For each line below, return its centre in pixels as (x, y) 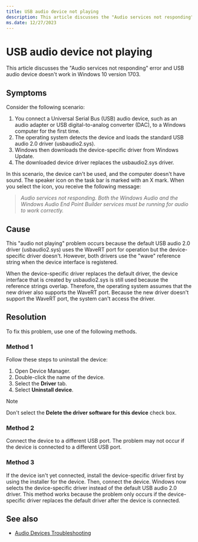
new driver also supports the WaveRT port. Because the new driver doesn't (98, 292)
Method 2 (20, 427)
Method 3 (20, 462)
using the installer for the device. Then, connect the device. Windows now (96, 481)
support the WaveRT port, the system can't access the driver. (81, 298)
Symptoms (27, 93)
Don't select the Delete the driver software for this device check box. (91, 413)
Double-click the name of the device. (60, 377)
